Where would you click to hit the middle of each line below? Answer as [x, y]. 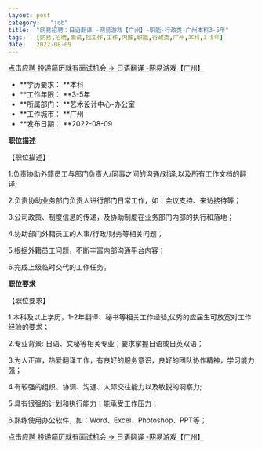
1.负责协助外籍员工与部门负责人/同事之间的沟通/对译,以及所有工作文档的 [124, 174]
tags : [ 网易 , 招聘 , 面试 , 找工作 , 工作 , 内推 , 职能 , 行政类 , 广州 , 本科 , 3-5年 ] [116, 37]
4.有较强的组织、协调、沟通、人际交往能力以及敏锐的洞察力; [105, 387]
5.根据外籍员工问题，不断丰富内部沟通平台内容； [87, 250]
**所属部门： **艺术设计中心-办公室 [77, 104]
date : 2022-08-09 [40, 45]
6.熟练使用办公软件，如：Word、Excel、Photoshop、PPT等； [107, 420]
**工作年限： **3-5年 [55, 94]
